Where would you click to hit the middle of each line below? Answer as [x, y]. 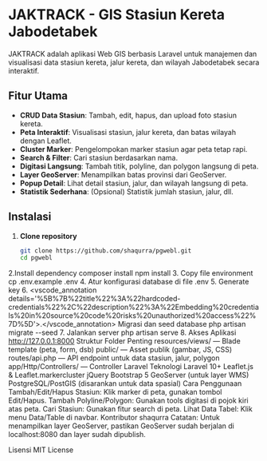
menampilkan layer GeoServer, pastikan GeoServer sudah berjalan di [122, 426]
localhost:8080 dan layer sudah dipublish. [77, 435]
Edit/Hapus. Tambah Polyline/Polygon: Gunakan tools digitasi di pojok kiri [128, 400]
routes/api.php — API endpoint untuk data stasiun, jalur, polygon [114, 358]
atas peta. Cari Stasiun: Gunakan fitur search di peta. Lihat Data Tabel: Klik [130, 409]
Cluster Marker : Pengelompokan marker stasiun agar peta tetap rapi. [133, 149]
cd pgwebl [36, 258]
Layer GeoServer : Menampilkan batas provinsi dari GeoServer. [123, 174]
